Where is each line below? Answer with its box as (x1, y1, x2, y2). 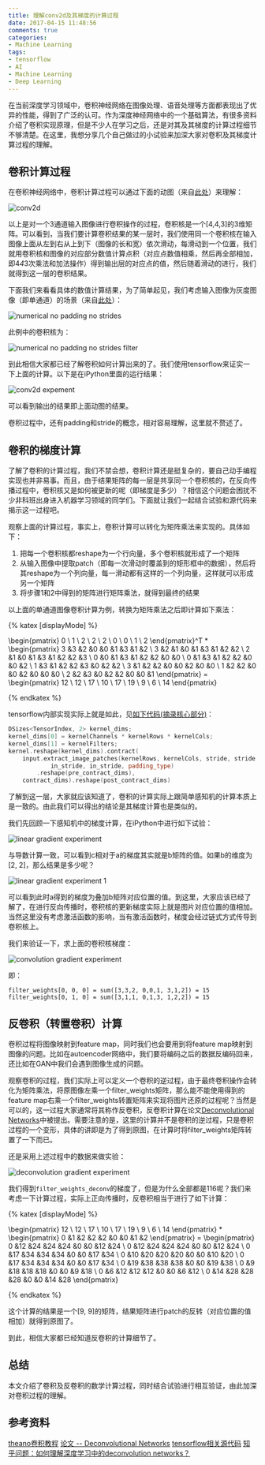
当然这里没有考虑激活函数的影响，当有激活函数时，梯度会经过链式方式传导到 (8, 912, 257, 921)
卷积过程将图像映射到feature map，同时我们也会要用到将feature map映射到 (8, 1039, 253, 1048)
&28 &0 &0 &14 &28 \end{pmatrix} (8, 1275, 119, 1284)
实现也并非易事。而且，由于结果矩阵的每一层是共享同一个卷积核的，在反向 (8, 476, 250, 485)
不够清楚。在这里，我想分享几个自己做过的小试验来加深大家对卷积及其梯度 (8, 129, 250, 139)
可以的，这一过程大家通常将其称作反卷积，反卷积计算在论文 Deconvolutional (8, 1105, 255, 1115)
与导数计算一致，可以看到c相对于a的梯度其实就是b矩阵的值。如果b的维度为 (8, 850, 253, 860)
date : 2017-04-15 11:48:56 (8, 19, 97, 27)
